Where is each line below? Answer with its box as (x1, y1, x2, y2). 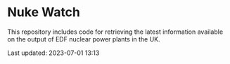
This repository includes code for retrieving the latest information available (7, 27, 224, 36)
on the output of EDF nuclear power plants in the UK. (7, 34, 160, 43)
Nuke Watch (7, 4, 81, 20)
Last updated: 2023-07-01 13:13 (7, 49, 100, 57)
